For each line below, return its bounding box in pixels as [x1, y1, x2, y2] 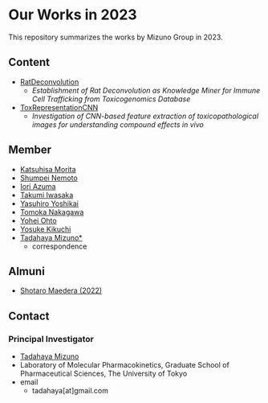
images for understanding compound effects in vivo [31, 119, 205, 130]
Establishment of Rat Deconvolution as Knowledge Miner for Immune [31, 85, 261, 95]
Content [8, 56, 51, 69]
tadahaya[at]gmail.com [31, 386, 108, 396]
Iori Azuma [19, 181, 56, 191]
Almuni [8, 264, 46, 278]
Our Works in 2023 [8, 6, 138, 24]
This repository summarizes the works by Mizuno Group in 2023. [8, 32, 223, 42]
